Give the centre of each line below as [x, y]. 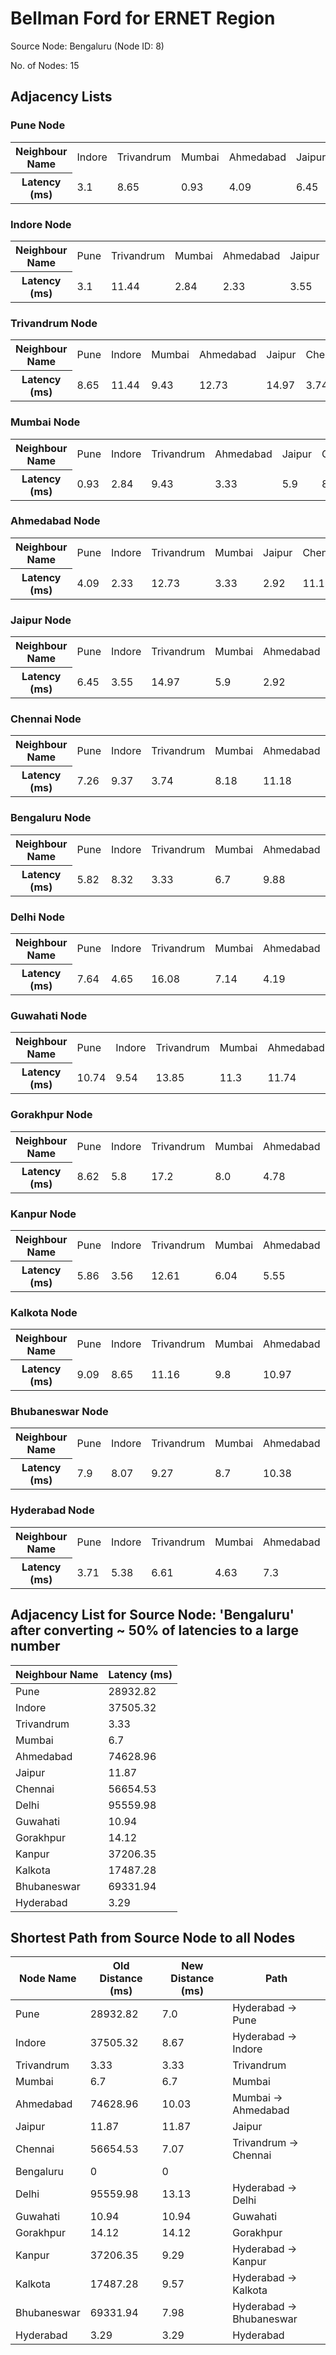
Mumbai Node [45, 422]
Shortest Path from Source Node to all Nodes [153, 1937]
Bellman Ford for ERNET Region [143, 18]
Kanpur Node [43, 1214]
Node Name [48, 1979]
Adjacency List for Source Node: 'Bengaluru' [152, 1615]
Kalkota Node [44, 1312]
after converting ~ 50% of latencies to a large [154, 1630]
